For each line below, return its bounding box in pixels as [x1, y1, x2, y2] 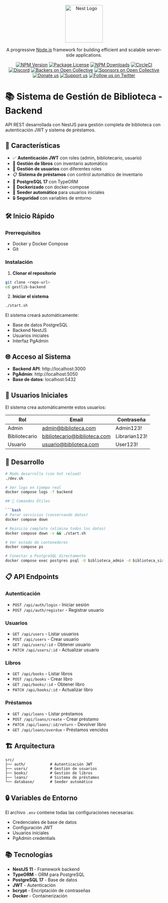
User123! [115, 441, 138, 448]
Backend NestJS [12, 327, 47, 333]
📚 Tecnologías [5, 850, 53, 859]
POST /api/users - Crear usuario [12, 636, 79, 642]
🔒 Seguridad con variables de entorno [12, 195, 91, 201]
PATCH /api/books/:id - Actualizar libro [12, 687, 93, 693]
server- [146, 47, 162, 53]
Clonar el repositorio [12, 270, 56, 276]
